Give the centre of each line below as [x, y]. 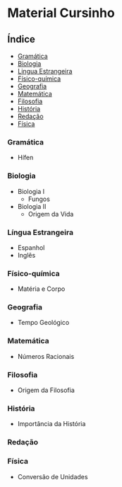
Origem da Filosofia [46, 390]
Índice [21, 39]
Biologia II [32, 206]
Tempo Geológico [43, 323]
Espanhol [31, 247]
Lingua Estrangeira [45, 71]
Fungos [39, 199]
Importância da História [51, 424]
